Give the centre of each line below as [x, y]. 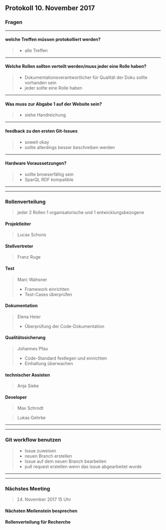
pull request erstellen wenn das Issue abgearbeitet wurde [83, 466]
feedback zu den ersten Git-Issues [41, 131]
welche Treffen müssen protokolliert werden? [53, 40]
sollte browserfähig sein [49, 174]
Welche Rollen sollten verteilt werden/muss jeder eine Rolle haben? [76, 66]
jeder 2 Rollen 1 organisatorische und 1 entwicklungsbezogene [81, 212]
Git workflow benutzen [33, 440]
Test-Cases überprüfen [48, 294]
